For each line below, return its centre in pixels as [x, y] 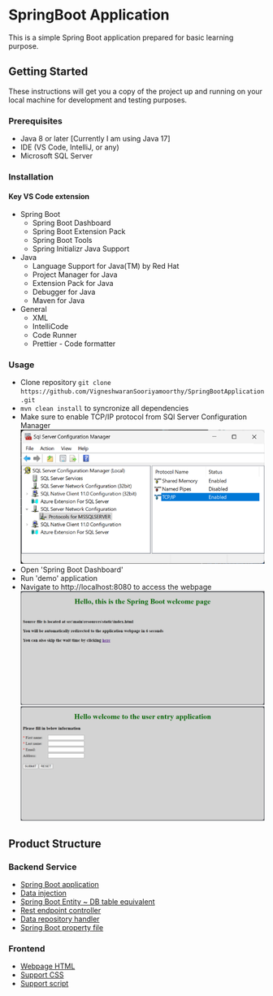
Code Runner [54, 336]
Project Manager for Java [75, 275]
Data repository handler [60, 919]
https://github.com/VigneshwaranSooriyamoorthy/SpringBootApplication [142, 392]
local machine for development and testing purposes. [98, 100]
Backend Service [43, 867]
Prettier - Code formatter [74, 344]
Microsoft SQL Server [56, 156]
